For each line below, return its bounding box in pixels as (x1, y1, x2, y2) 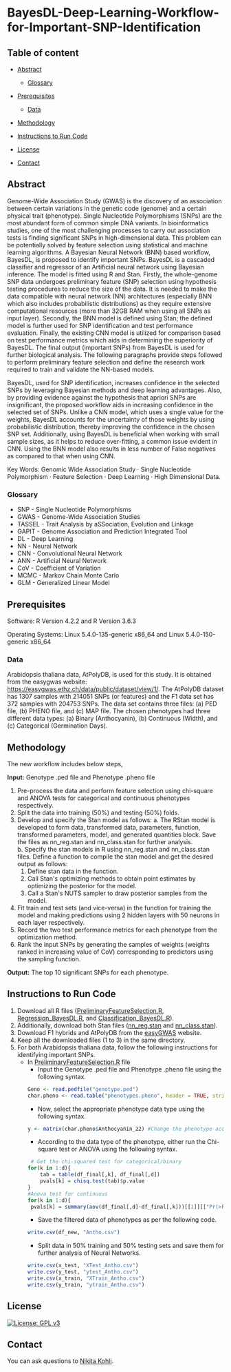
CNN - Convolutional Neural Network (16, 549, 122, 557)
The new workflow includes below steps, (7, 760, 123, 768)
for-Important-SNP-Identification (7, 19, 201, 35)
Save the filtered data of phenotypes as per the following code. (37, 1216, 217, 1224)
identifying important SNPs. (16, 1050, 96, 1058)
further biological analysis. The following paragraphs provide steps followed (7, 350, 223, 359)
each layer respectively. (16, 919, 85, 927)
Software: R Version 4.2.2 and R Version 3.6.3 (7, 617, 136, 625)
